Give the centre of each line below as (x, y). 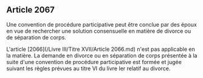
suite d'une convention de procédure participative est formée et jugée (94, 62)
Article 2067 (30, 10)
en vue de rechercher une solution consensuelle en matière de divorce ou (99, 31)
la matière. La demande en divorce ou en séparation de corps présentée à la (102, 55)
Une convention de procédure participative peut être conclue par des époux (102, 24)
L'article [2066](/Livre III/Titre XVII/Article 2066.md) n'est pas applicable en (101, 49)
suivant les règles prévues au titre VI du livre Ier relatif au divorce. (88, 68)
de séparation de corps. (36, 37)
